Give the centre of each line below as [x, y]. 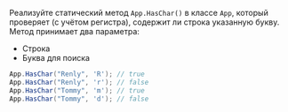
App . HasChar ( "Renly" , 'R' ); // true [77, 74]
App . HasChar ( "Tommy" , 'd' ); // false [79, 99]
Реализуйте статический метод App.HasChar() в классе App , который [139, 13]
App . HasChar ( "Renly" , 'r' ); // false [79, 82]
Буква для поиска [56, 58]
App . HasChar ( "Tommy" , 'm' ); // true [77, 90]
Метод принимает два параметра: [75, 31]
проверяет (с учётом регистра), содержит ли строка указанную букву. [144, 22]
